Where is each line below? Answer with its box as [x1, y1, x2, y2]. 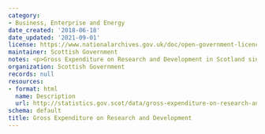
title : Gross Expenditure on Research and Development [8, 114, 192, 122]
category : [8, 11, 41, 20]
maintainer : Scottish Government [8, 48, 118, 56]
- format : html [8, 84, 58, 93]
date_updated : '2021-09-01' [8, 33, 101, 42]
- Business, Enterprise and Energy [8, 19, 125, 27]
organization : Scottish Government [8, 63, 125, 71]
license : [8, 41, 37, 49]
